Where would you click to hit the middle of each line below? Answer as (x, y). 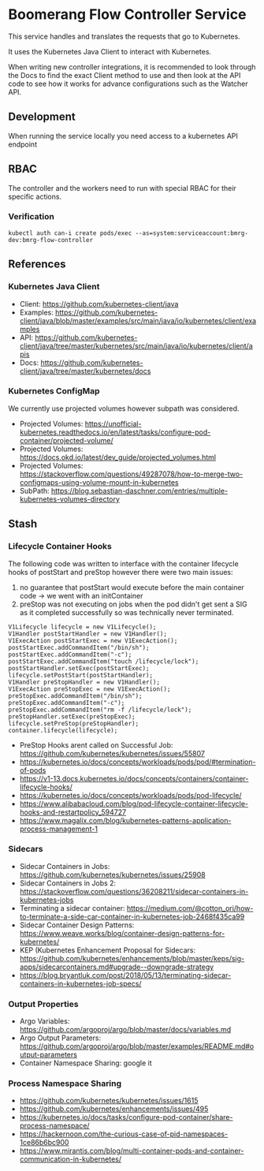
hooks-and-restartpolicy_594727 (73, 812)
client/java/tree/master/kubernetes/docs (85, 371)
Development (42, 117)
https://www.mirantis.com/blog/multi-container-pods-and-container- (132, 1151)
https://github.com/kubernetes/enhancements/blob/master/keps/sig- (132, 958)
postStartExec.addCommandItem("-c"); (70, 654)
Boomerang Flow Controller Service (127, 15)
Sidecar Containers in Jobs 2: (68, 883)
